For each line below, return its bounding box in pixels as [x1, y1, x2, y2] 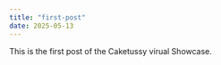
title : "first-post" [9, 12, 87, 22]
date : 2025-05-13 [9, 21, 74, 30]
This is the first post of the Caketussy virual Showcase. [9, 45, 213, 56]
